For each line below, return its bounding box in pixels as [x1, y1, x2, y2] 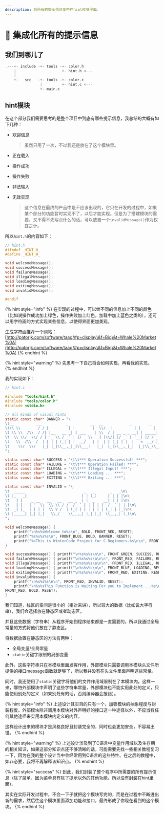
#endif [5, 297, 19, 302]
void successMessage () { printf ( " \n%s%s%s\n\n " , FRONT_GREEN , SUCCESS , [5, 552, 154, 557]
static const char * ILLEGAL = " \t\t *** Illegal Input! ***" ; [5, 466, 132, 471]
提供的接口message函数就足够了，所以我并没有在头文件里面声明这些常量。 [5, 668, 156, 674]
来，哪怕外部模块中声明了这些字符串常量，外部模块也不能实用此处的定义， [5, 685, 155, 690]
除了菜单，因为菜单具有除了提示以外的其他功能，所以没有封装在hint [13, 775, 150, 781]
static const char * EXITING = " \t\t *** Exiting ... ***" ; [5, 475, 125, 480]
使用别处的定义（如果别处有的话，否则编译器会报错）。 [9, 691, 119, 697]
